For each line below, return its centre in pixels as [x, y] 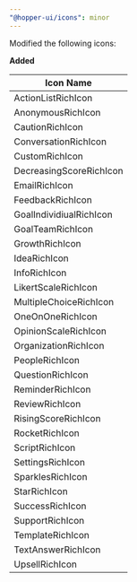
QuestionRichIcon [51, 375]
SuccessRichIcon [50, 506]
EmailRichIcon [43, 185]
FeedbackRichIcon [53, 200]
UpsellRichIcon [46, 564]
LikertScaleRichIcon [56, 287]
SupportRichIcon [49, 520]
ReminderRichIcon [52, 389]
